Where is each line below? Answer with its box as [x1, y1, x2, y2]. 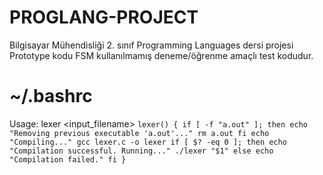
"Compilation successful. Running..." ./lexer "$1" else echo [9, 146, 274, 156]
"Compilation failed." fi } [9, 154, 127, 165]
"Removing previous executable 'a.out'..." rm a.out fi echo [9, 128, 270, 138]
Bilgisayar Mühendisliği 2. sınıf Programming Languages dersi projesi [9, 39, 294, 51]
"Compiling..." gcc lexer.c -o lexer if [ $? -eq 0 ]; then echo [9, 137, 287, 147]
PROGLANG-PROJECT [9, 6, 199, 29]
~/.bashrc [9, 85, 93, 108]
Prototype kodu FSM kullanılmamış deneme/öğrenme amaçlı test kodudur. [9, 49, 314, 61]
